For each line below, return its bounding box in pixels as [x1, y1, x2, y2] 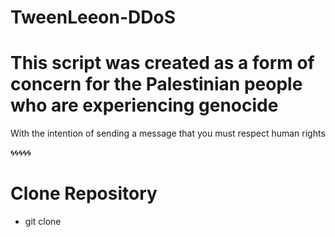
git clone [24, 216, 62, 228]
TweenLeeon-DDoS [10, 6, 176, 29]
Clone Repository [10, 182, 158, 205]
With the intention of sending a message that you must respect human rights [10, 127, 326, 140]
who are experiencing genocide [10, 94, 279, 117]
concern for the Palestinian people [10, 73, 303, 96]
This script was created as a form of [10, 52, 315, 75]
